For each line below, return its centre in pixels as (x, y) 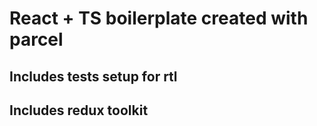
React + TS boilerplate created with (159, 18)
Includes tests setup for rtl (93, 76)
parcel (36, 39)
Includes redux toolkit (79, 110)
